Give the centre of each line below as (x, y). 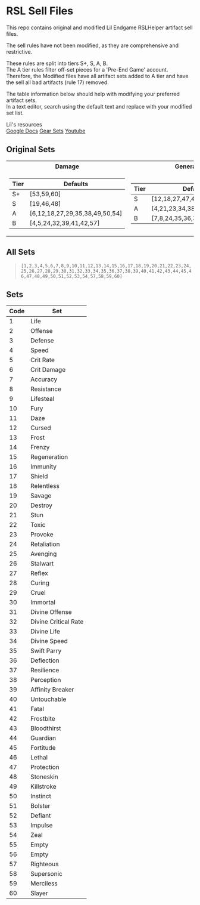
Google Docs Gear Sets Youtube (46, 131)
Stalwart (42, 564)
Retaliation (45, 544)
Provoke (42, 535)
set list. (15, 113)
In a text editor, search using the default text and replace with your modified (99, 106)
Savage (41, 496)
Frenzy (40, 447)
